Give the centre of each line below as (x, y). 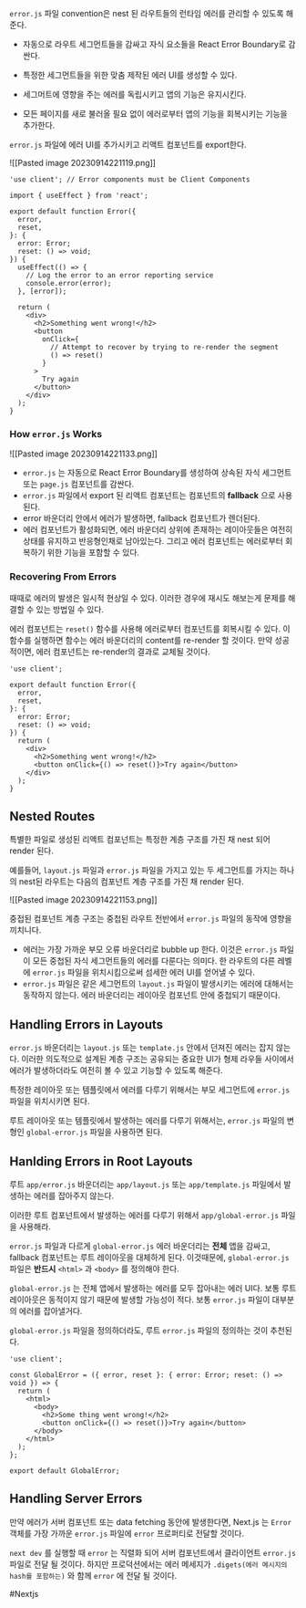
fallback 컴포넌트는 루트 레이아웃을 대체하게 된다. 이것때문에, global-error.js (149, 1258)
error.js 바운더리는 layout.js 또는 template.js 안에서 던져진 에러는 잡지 (142, 1048)
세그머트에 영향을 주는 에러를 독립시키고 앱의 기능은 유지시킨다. (135, 94)
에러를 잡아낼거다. (51, 1311)
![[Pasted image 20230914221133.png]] (83, 454)
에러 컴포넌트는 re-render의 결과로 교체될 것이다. (123, 652)
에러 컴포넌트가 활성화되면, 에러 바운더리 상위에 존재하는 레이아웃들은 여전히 (158, 530)
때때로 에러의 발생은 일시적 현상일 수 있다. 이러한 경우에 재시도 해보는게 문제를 (148, 598)
